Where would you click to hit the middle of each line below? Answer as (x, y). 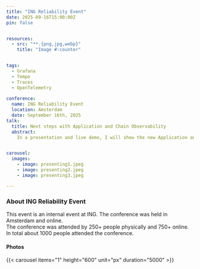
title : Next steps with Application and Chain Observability (89, 126)
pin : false (20, 23)
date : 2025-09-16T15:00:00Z (41, 17)
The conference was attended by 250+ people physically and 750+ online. (98, 227)
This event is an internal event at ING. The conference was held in (87, 214)
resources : (20, 39)
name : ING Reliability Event (48, 105)
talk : (13, 121)
